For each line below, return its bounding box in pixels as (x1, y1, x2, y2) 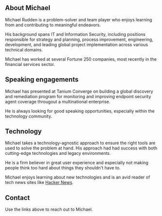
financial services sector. (5, 61, 55, 67)
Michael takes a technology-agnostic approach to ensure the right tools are (5, 140, 156, 146)
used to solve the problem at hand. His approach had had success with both (5, 145, 158, 151)
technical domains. (5, 47, 43, 52)
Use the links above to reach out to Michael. (5, 206, 93, 213)
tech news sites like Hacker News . (5, 180, 74, 185)
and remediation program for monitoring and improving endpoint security (5, 93, 151, 99)
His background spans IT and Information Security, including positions (5, 31, 146, 37)
